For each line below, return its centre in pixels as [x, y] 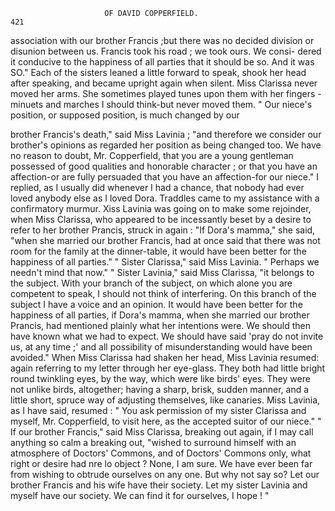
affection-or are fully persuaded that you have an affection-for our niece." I [164, 177]
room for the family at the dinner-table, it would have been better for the [158, 251]
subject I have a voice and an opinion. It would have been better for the [156, 304]
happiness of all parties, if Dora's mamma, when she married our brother [160, 315]
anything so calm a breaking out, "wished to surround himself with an [153, 442]
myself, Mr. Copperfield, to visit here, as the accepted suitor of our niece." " [166, 421]
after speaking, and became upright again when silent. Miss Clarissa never [164, 83]
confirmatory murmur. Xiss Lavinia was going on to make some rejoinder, [161, 208]
